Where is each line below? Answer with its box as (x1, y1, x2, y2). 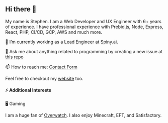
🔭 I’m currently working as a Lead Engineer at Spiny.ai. (5, 39, 118, 45)
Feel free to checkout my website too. (5, 75, 84, 81)
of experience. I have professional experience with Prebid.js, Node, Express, (5, 24, 163, 30)
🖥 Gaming (5, 101, 26, 107)
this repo (5, 54, 24, 60)
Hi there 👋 (5, 5, 37, 14)
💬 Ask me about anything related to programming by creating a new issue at (5, 48, 163, 54)
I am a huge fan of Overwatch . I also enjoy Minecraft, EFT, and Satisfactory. (5, 112, 162, 118)
